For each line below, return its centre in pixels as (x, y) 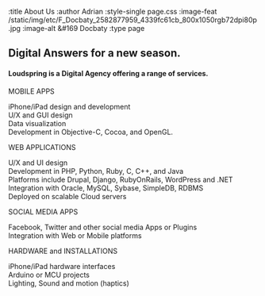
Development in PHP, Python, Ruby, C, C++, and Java (96, 171)
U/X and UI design (38, 163)
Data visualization (37, 123)
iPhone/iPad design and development (69, 106)
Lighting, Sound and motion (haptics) (69, 283)
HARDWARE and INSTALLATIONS (63, 251)
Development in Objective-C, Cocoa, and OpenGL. (90, 132)
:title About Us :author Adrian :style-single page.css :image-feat (113, 12)
